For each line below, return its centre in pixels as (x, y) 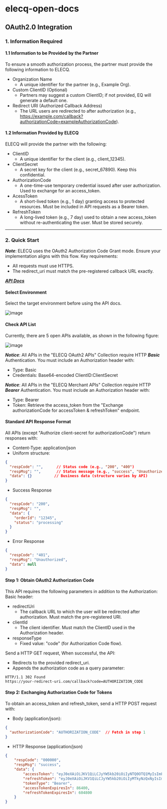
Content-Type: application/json (44, 448)
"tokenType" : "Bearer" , (47, 783)
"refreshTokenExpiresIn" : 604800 (58, 793)
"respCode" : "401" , (30, 555)
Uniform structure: (31, 453)
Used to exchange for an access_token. (60, 190)
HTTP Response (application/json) (47, 746)
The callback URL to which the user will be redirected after (80, 612)
